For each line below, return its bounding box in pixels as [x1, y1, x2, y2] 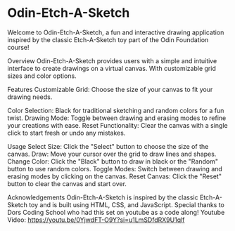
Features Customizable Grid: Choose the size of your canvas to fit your [7, 85, 213, 93]
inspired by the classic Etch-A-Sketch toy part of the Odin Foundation [7, 35, 209, 44]
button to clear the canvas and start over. [7, 179, 127, 187]
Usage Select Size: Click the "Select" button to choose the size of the [7, 142, 209, 150]
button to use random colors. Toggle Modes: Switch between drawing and [7, 164, 223, 173]
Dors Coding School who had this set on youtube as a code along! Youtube [7, 208, 225, 216]
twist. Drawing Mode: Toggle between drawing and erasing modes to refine [7, 114, 227, 122]
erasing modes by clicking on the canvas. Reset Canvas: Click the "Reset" [7, 172, 222, 180]
